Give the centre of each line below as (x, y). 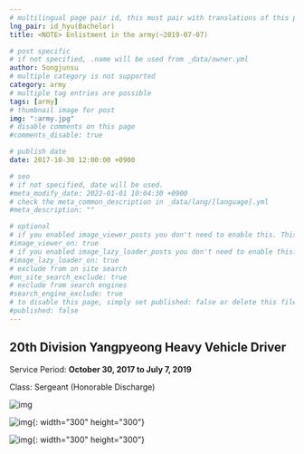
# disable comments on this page (72, 127)
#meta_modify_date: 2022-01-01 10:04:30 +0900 (99, 193)
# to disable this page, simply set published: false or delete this (143, 303)
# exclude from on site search (68, 268)
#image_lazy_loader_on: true (64, 260)
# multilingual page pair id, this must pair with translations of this (149, 18)
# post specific (40, 51)
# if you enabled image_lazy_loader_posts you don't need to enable (141, 251)
